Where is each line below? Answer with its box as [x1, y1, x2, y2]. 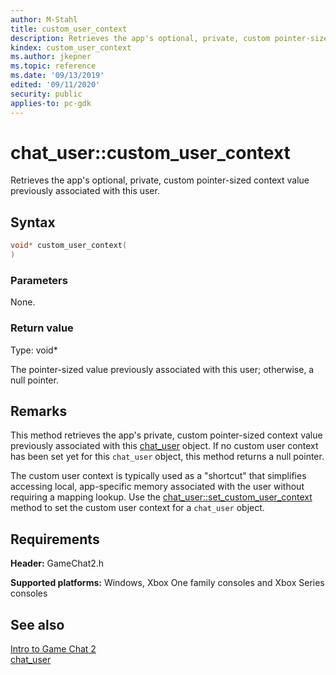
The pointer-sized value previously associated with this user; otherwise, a [10, 363, 315, 375]
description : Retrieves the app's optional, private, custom [10, 33, 271, 43]
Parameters [10, 273, 68, 287]
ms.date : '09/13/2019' [10, 71, 105, 81]
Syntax [10, 214, 56, 231]
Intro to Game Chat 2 [10, 643, 97, 655]
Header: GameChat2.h [10, 557, 105, 570]
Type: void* [10, 344, 58, 356]
